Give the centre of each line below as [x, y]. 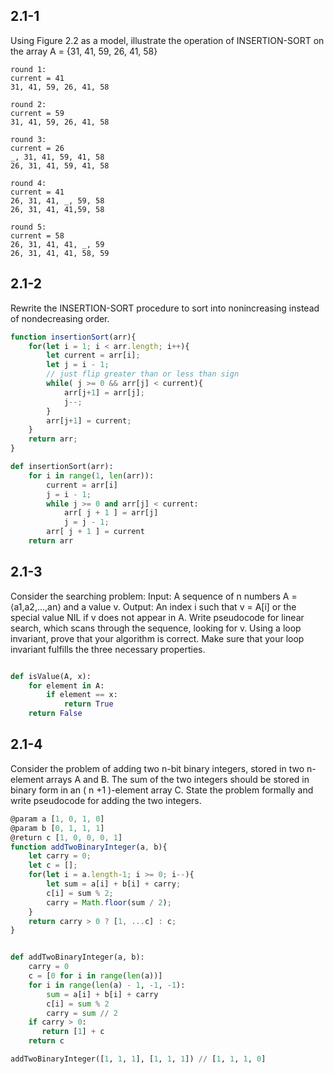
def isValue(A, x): [51, 676]
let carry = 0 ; [60, 856]
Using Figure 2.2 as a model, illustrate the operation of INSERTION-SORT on [167, 40]
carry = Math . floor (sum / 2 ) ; [109, 902]
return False [55, 714]
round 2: [28, 104]
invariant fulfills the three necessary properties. [108, 649]
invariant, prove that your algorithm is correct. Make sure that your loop [157, 638]
